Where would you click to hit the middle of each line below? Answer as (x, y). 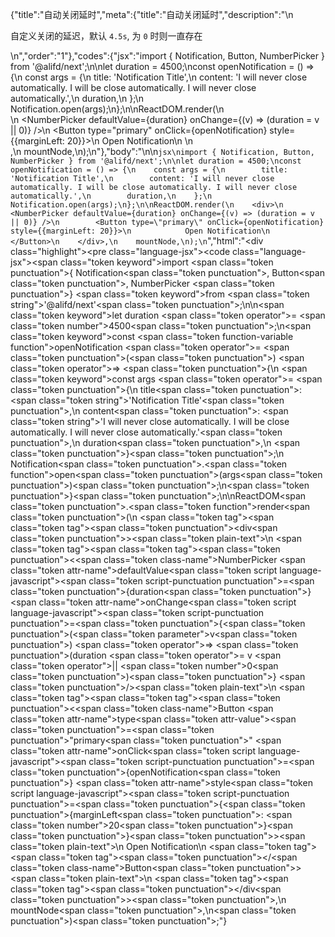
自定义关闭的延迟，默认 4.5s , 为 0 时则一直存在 (106, 36)
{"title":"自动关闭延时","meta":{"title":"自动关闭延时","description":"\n (152, 14)
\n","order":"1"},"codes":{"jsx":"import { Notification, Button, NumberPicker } (167, 56)
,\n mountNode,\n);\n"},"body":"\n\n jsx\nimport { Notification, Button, (162, 151)
